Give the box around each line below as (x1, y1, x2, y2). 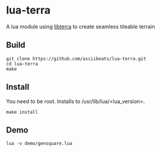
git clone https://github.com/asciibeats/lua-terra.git (6, 55, 146, 62)
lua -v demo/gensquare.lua (6, 141, 73, 147)
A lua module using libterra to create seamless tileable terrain (6, 23, 155, 30)
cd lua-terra (6, 61, 38, 67)
